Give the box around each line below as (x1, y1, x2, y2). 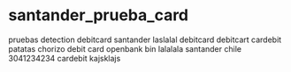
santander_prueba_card (8, 5, 189, 25)
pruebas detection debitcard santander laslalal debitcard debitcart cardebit (8, 34, 282, 45)
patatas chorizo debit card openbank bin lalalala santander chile (8, 43, 242, 54)
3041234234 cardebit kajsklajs (8, 53, 121, 63)
